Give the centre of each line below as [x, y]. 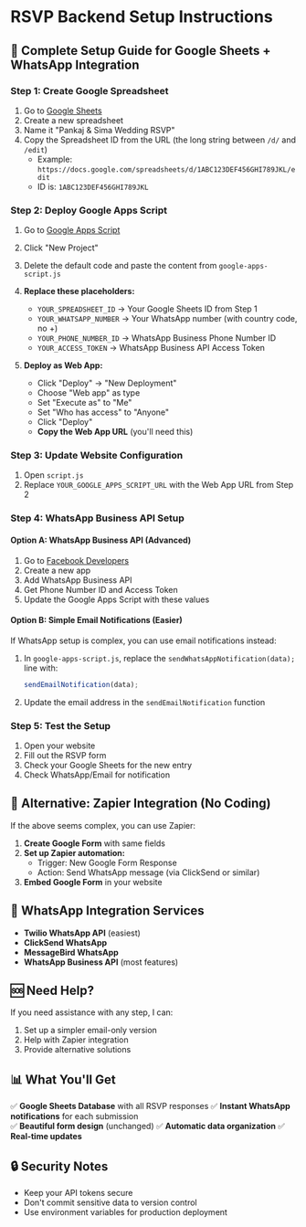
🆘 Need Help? [53, 990]
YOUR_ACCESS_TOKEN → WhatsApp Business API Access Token [151, 348]
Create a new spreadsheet [74, 120]
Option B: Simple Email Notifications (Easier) [97, 620]
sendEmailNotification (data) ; [81, 684]
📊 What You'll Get [63, 1079]
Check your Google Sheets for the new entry [108, 765]
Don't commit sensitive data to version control [110, 1202]
